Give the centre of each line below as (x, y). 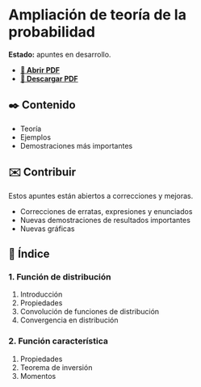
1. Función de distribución (60, 276)
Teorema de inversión (56, 367)
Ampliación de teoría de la (98, 15)
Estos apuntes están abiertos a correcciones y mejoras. (101, 196)
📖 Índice (29, 253)
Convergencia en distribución (69, 320)
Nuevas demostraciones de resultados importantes (105, 220)
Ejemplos (35, 137)
